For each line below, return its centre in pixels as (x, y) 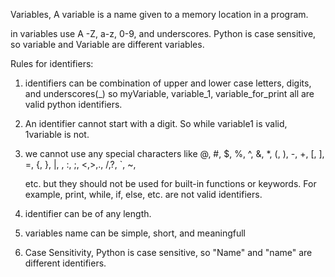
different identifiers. (65, 263)
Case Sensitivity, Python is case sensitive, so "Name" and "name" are (168, 252)
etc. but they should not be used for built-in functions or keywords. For (170, 183)
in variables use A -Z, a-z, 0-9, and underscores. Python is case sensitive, (163, 33)
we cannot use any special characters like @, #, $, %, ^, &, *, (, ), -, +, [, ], (174, 153)
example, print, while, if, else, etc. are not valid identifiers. (143, 194)
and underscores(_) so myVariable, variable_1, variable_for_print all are (169, 93)
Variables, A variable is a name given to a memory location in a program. (159, 14)
